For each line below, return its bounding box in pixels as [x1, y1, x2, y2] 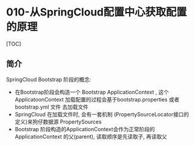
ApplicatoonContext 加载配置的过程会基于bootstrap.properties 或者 [14, 96, 180, 103]
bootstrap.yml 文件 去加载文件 [14, 103, 89, 110]
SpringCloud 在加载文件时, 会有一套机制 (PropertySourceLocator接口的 [14, 110, 189, 118]
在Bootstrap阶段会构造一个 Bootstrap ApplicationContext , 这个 [14, 88, 169, 96]
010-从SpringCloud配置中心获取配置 [6, 5, 187, 19]
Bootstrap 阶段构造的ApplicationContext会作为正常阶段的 [14, 125, 155, 132]
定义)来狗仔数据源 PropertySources [14, 118, 102, 125]
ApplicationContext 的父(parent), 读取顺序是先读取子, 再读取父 [14, 133, 168, 140]
